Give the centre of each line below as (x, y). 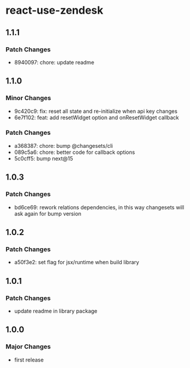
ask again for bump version (48, 214)
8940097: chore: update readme (54, 62)
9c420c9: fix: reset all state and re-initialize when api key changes (96, 111)
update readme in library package (56, 311)
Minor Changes (28, 98)
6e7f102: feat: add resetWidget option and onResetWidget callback (96, 117)
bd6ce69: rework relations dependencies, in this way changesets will (99, 207)
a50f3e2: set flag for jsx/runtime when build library (77, 262)
